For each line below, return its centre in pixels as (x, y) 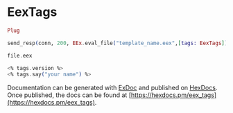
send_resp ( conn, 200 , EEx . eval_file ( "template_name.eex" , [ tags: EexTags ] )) (119, 43)
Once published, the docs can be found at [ (69, 95)
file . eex (20, 55)
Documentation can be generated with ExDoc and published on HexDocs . (112, 88)
